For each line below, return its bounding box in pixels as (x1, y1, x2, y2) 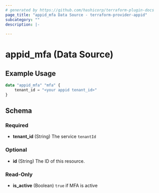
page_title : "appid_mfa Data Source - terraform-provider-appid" (5, 12, 147, 17)
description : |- (5, 22, 40, 27)
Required (5, 122, 29, 129)
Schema (5, 106, 32, 115)
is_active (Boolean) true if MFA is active (12, 183, 98, 189)
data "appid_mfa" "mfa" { (5, 83, 60, 88)
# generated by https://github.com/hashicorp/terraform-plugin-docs (5, 7, 154, 13)
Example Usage (5, 69, 56, 78)
